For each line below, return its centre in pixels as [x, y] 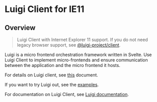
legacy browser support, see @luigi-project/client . [69, 45]
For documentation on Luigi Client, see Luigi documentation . [67, 94]
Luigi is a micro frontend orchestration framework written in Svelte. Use [78, 54]
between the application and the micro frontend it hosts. [62, 65]
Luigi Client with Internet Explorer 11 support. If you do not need [82, 39]
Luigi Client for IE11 [44, 9]
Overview [20, 28]
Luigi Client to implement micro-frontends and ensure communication [76, 60]
